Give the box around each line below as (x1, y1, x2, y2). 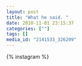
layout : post (6, 8, 39, 15)
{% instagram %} (6, 53, 49, 60)
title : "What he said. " (6, 14, 69, 20)
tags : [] (6, 31, 28, 37)
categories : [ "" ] (6, 25, 50, 32)
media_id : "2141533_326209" (6, 37, 77, 43)
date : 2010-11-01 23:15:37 (6, 20, 74, 26)
